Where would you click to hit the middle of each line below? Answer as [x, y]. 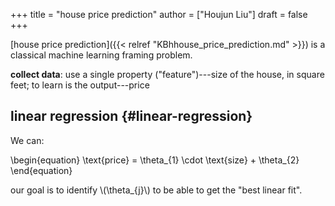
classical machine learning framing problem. [101, 55]
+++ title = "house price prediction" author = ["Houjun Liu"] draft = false [159, 14]
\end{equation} [41, 170]
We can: [27, 140]
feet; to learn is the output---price [80, 85]
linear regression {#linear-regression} [131, 116]
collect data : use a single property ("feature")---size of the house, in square [167, 74]
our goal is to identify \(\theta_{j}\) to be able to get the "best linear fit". [156, 190]
